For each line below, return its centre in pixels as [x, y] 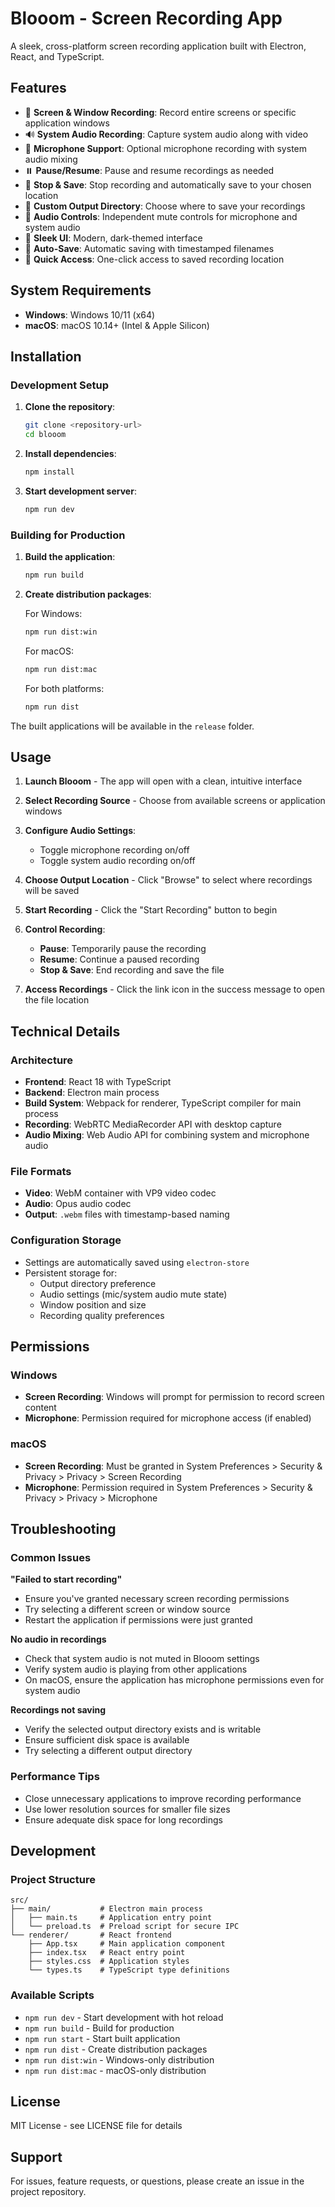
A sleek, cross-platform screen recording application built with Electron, [158, 46]
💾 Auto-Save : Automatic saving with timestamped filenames [149, 248]
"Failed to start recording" [66, 1579]
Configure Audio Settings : [80, 831]
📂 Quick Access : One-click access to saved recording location [154, 259]
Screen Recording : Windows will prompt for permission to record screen [174, 1397]
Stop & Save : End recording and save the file [132, 970]
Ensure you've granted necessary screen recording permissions [157, 1599]
